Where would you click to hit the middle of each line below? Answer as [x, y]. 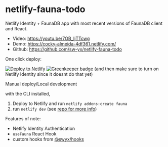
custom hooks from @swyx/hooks [48, 139]
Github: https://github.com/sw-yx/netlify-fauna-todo [67, 49]
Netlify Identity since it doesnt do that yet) [49, 74]
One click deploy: [24, 59]
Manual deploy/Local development [41, 84]
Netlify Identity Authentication [44, 128]
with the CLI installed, [28, 93]
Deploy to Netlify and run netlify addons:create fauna [70, 103]
